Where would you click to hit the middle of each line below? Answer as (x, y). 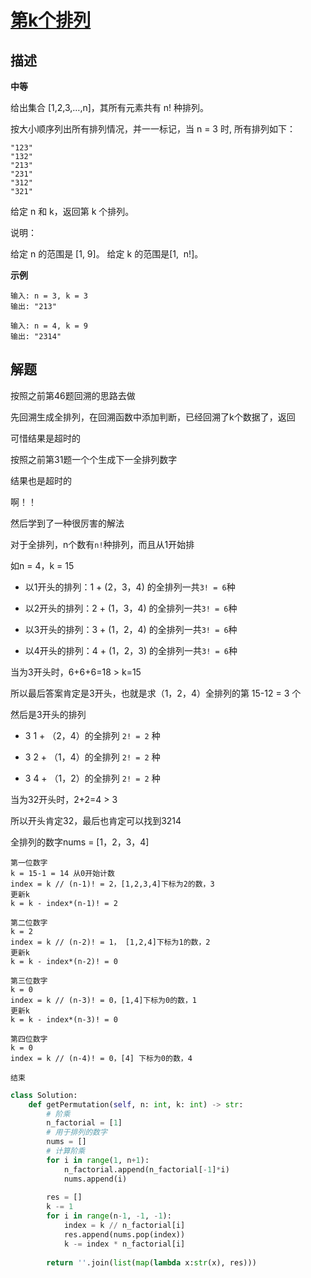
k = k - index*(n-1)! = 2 (64, 903)
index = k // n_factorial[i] (124, 1226)
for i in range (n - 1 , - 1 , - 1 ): (109, 1216)
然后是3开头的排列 (48, 714)
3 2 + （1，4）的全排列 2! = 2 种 (92, 757)
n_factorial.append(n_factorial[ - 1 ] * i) (146, 1169)
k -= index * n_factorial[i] (124, 1244)
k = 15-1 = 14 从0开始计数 (62, 873)
